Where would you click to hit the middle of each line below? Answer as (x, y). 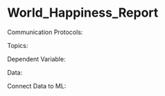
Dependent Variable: (36, 59)
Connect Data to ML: (37, 86)
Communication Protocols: (45, 32)
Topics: (18, 45)
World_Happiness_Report (83, 13)
